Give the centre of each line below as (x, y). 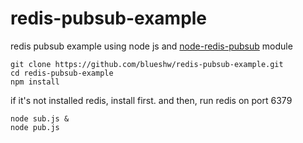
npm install (35, 82)
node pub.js (35, 127)
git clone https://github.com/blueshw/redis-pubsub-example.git (147, 64)
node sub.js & (40, 118)
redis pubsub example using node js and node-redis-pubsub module (151, 46)
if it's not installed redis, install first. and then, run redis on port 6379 (151, 100)
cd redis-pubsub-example (62, 73)
